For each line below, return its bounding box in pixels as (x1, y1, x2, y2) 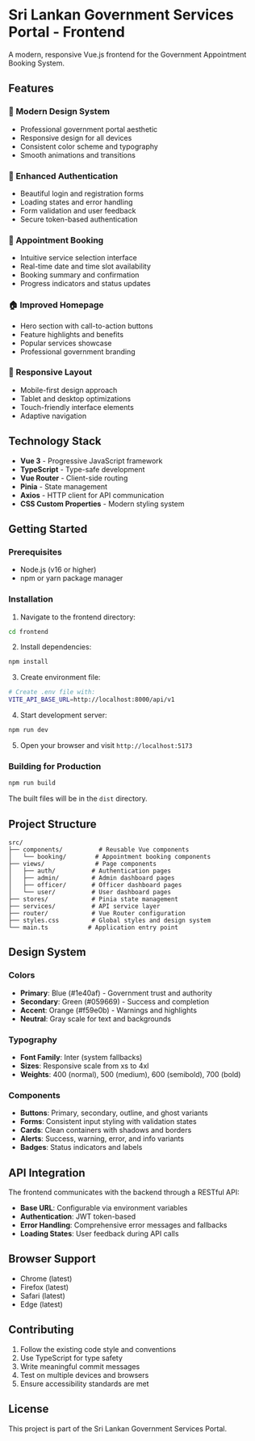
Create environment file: (19, 673, 101, 682)
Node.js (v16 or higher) (19, 564, 97, 575)
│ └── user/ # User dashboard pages (8, 888, 172, 896)
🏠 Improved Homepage (8, 299, 104, 311)
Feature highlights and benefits (19, 329, 123, 339)
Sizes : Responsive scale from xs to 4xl (19, 1061, 149, 1071)
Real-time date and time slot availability (19, 261, 151, 272)
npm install (8, 657, 48, 666)
